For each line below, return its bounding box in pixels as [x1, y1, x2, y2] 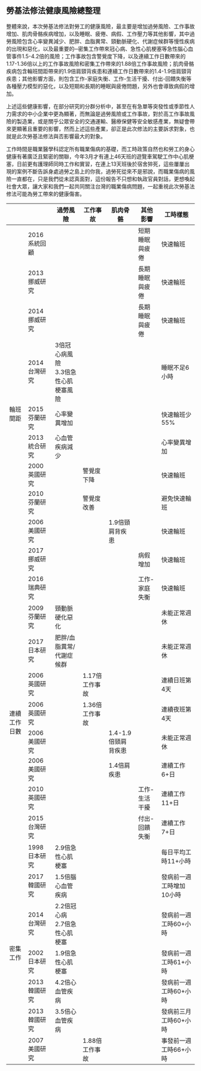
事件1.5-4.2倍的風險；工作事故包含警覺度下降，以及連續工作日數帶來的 [11, 53, 186, 60]
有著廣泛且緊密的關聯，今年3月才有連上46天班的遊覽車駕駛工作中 [16, 153, 179, 160]
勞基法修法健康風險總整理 [6, 5, 100, 16]
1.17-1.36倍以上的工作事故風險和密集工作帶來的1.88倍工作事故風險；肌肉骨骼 [6, 60, 194, 67]
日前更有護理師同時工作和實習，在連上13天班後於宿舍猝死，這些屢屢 [16, 160, 185, 168]
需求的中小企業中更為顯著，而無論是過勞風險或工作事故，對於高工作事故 [11, 110, 190, 117]
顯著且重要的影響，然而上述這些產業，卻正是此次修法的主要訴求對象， [16, 125, 190, 132]
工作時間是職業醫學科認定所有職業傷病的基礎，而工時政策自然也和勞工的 [6, 145, 184, 153]
